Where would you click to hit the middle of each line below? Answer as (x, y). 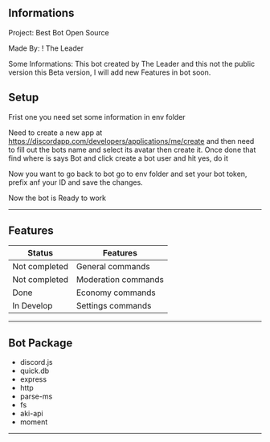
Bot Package (41, 343)
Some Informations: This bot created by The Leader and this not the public (132, 63)
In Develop (33, 306)
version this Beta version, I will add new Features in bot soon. (110, 72)
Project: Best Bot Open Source (59, 32)
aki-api (31, 414)
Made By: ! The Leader (46, 48)
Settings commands (114, 306)
